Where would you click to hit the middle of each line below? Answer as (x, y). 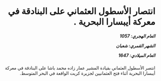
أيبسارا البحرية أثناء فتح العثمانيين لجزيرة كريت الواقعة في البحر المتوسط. (87, 73)
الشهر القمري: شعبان (135, 45)
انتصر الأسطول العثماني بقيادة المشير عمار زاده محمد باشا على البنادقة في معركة (80, 68)
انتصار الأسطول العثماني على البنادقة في (81, 11)
